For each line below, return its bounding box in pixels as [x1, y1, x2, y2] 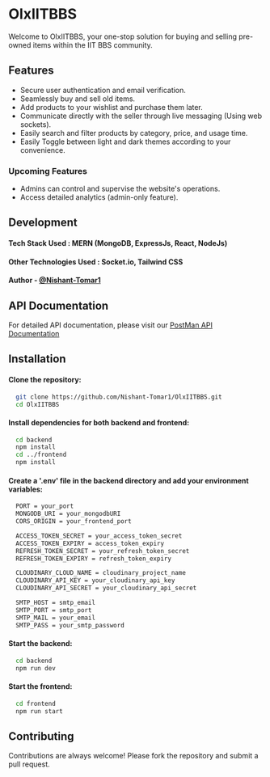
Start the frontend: [8, 682, 73, 691]
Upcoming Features [8, 165, 87, 176]
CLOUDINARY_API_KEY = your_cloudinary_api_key [15, 576, 175, 585]
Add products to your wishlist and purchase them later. [19, 102, 204, 112]
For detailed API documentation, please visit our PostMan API [8, 320, 213, 330]
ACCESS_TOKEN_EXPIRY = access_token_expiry [15, 539, 164, 547]
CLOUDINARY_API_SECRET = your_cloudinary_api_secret [15, 584, 197, 593]
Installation [8, 353, 66, 366]
